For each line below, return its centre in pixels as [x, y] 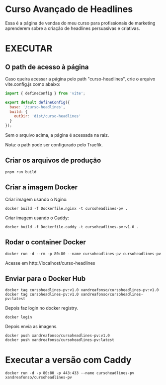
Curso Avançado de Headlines [69, 9]
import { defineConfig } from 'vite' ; [45, 93]
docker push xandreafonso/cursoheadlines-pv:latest [60, 340]
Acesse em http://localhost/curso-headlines [50, 263]
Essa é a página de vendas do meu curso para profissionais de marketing [80, 23]
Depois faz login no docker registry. [42, 308]
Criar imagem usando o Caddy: [37, 218]
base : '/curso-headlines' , [38, 107]
